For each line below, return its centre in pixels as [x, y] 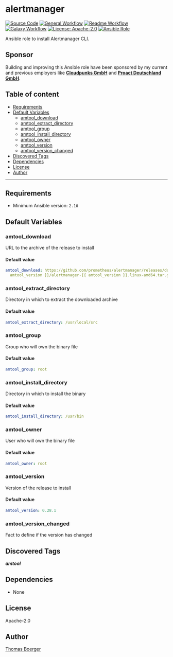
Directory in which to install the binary [46, 394]
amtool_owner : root [26, 464]
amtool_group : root [26, 369]
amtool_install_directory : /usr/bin [45, 416]
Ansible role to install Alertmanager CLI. [47, 39]
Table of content [32, 94]
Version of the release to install [38, 488]
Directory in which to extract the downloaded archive [62, 299]
